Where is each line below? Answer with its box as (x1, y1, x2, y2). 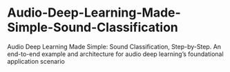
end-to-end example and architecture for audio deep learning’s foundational (7, 50, 224, 58)
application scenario (7, 57, 66, 65)
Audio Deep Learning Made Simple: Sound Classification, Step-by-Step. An (7, 42, 222, 51)
